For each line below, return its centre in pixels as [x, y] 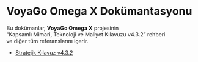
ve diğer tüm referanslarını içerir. [47, 41]
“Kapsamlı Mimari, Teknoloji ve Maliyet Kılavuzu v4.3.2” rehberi [86, 34]
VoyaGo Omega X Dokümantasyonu [99, 11]
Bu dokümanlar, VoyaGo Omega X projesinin [63, 28]
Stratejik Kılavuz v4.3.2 [44, 52]
